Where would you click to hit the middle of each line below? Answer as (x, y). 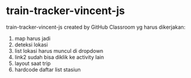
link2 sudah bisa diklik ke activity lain (59, 57)
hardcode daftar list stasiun (47, 69)
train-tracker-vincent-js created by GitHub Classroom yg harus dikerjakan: (96, 27)
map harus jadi (33, 38)
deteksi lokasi (31, 45)
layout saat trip (33, 63)
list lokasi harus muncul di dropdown (59, 50)
